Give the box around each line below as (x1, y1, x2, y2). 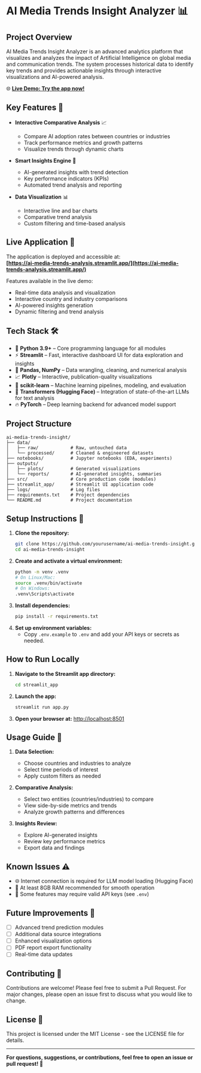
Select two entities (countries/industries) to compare (23, 795, 154, 803)
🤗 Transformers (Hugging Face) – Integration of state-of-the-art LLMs (14, 388, 190, 395)
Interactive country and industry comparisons (14, 295, 127, 302)
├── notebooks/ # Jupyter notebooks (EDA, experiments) (6, 455, 172, 462)
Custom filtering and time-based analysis (23, 220, 126, 227)
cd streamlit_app (14, 682, 59, 688)
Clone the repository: (14, 529, 69, 536)
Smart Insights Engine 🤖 (14, 157, 77, 164)
